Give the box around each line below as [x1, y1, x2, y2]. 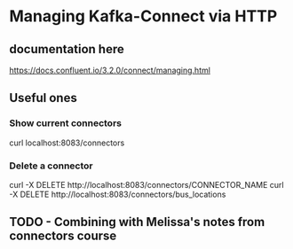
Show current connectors [9, 117, 123, 129]
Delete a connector [9, 160, 93, 172]
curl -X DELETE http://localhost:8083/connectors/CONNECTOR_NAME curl [9, 179, 284, 190]
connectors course [9, 229, 117, 244]
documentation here [9, 42, 124, 57]
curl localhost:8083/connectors [9, 137, 125, 148]
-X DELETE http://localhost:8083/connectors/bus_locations [9, 189, 226, 199]
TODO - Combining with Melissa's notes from [9, 214, 265, 230]
